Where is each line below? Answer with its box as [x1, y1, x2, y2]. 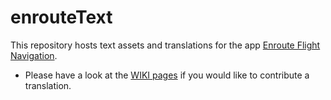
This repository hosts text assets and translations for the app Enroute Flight [10, 39, 321, 51]
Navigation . [10, 49, 58, 61]
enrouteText [10, 6, 113, 29]
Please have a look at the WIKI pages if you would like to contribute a [24, 69, 310, 81]
